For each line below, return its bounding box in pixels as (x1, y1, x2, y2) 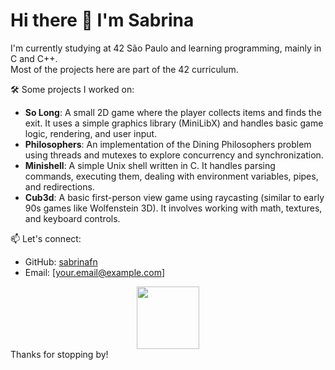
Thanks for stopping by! (10, 348, 109, 360)
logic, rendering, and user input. (24, 127, 158, 139)
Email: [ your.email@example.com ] (24, 266, 166, 278)
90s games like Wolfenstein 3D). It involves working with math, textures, (24, 202, 323, 214)
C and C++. (10, 52, 58, 64)
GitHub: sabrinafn (24, 255, 98, 268)
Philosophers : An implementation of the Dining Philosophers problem (24, 138, 312, 150)
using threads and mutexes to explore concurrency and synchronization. (24, 149, 324, 161)
